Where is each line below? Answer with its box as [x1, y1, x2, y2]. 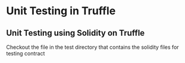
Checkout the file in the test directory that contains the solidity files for [6, 43, 180, 51]
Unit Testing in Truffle [6, 4, 116, 18]
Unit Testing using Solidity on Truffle [6, 28, 145, 38]
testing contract [6, 50, 45, 57]
